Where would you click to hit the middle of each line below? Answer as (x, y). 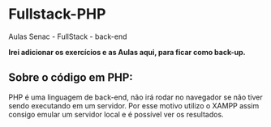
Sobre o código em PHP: (71, 78)
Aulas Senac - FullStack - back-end (68, 36)
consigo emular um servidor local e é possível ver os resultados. (116, 114)
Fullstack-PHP (57, 14)
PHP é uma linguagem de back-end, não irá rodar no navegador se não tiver (135, 97)
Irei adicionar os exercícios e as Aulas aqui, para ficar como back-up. (127, 52)
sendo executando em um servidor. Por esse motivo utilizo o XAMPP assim (134, 105)
